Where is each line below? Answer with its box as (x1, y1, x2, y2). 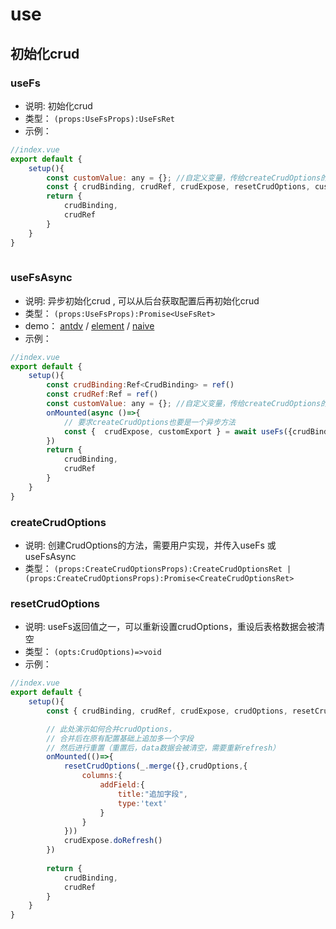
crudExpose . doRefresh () (63, 836, 163, 846)
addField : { (99, 780, 145, 790)
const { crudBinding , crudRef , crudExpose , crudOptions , (46, 706, 288, 716)
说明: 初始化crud (24, 99, 93, 112)
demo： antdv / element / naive (24, 319, 155, 332)
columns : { (81, 771, 123, 781)
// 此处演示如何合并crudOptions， (46, 724, 177, 734)
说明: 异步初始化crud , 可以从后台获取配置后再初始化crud (24, 294, 260, 307)
